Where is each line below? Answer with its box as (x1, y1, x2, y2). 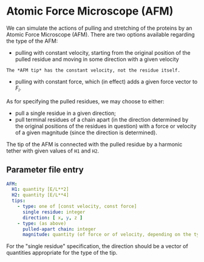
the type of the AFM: (6, 37, 58, 44)
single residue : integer (22, 209, 86, 215)
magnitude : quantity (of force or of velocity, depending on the (22, 232, 191, 238)
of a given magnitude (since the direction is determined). (15, 129, 158, 136)
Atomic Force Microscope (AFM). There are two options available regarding (6, 30, 195, 38)
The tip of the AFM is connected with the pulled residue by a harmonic (6, 140, 183, 148)
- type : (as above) (17, 220, 67, 226)
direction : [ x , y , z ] (22, 215, 83, 221)
